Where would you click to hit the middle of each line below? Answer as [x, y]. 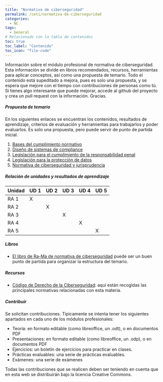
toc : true [15, 42]
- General [19, 32]
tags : [11, 28]
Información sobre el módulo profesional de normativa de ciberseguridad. [80, 65]
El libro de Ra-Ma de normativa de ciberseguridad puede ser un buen [82, 256]
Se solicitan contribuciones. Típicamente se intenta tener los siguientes [77, 314]
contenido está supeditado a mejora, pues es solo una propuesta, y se [76, 80]
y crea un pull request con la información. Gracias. [56, 95]
